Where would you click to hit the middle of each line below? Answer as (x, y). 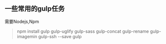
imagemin (27, 36)
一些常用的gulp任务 (35, 9)
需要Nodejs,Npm (22, 22)
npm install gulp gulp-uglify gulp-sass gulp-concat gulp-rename (83, 31)
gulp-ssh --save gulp (60, 36)
